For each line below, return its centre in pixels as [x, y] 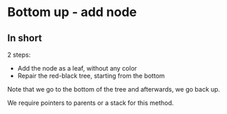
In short [25, 38]
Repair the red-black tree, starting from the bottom [91, 76]
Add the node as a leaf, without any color [77, 68]
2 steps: [19, 55]
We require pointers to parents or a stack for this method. [91, 103]
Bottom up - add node [72, 12]
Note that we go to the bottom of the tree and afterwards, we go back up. [114, 89]
